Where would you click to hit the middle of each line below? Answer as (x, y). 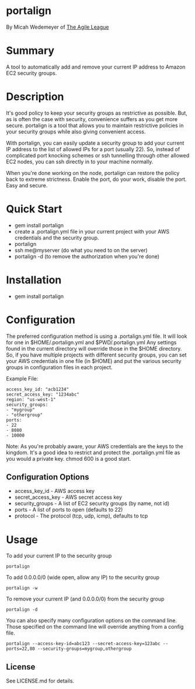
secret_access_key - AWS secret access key (68, 497)
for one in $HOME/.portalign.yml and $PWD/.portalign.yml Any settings (91, 342)
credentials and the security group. (57, 238)
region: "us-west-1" (31, 399)
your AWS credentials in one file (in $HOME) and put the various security (94, 361)
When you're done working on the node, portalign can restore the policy (93, 173)
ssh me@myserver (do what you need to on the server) (81, 250)
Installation (34, 280)
